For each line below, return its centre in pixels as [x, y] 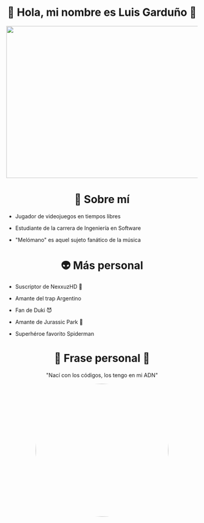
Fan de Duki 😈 [34, 310]
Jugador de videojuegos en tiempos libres [68, 216]
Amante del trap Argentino [48, 298]
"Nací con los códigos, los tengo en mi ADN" [102, 375]
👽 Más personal [102, 265]
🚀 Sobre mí [102, 199]
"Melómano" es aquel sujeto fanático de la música [78, 240]
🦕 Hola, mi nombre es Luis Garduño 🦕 [102, 12]
